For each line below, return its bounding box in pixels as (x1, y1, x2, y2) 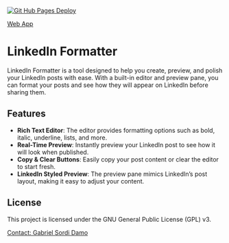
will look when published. (16, 148, 89, 156)
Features (7, 108, 46, 120)
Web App (7, 20, 34, 27)
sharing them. (7, 88, 47, 96)
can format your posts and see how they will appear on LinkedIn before (7, 81, 209, 89)
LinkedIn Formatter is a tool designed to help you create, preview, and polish (7, 66, 223, 75)
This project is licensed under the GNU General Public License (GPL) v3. (7, 215, 211, 223)
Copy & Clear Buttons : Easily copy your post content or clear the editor (16, 155, 219, 164)
